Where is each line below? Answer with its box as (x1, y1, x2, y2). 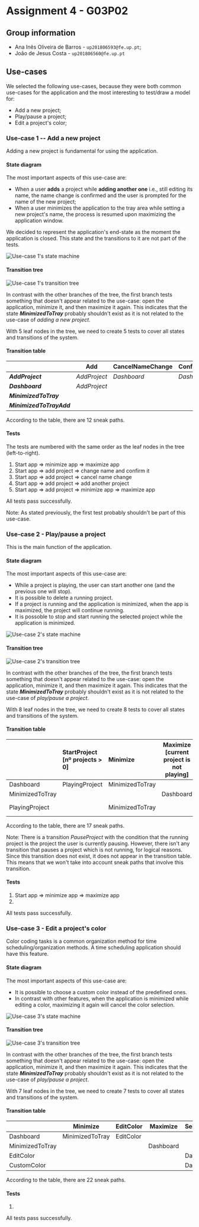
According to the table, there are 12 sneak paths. (6, 416, 125, 423)
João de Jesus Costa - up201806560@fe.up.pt (14, 50, 126, 57)
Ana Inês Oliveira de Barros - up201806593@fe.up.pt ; (14, 43, 142, 50)
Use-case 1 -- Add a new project (6, 134, 101, 142)
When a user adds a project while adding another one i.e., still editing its (14, 185, 193, 193)
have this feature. (6, 950, 49, 958)
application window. (14, 217, 64, 224)
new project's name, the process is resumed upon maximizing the (14, 211, 176, 218)
